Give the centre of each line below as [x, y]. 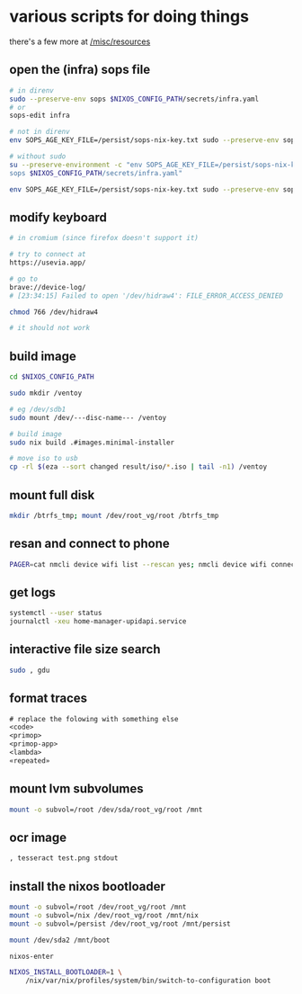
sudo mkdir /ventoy [46, 393]
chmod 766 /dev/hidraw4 [54, 312]
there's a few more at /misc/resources [80, 41]
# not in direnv [40, 132]
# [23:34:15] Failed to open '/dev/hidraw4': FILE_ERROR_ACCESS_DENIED [146, 296]
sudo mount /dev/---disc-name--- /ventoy [88, 417]
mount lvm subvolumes [76, 789]
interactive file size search [85, 649]
